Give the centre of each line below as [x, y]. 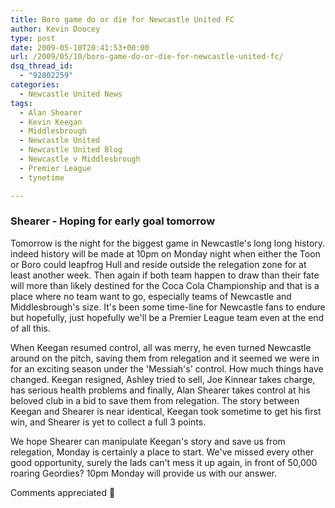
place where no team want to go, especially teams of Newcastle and [151, 296]
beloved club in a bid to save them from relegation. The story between [155, 400]
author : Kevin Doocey [55, 29]
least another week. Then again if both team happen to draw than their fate [165, 275]
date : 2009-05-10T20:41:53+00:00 [80, 47]
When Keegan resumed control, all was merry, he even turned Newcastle [161, 347]
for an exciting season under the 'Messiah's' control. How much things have [167, 368]
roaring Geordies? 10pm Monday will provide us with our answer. [143, 473]
